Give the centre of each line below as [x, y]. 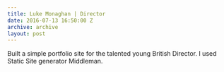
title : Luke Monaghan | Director [57, 14]
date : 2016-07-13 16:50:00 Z [50, 20]
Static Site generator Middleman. [55, 61]
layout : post [26, 34]
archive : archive [33, 27]
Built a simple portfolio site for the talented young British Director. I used [112, 54]
